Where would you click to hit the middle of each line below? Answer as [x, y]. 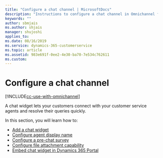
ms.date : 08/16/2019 [26, 41]
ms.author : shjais [24, 28]
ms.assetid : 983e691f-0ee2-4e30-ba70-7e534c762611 [57, 55]
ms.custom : [16, 59]
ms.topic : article [24, 50]
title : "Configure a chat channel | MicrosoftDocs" [58, 9]
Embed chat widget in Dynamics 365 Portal [55, 150]
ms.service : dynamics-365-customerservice [49, 46]
